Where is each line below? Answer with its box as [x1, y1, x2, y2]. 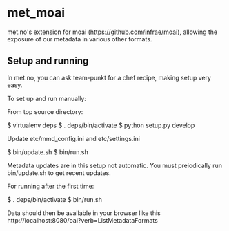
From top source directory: [7, 107, 83, 115]
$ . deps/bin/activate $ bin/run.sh [7, 195, 102, 203]
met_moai [7, 5, 66, 21]
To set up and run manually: [7, 94, 86, 102]
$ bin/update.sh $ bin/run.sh [7, 147, 88, 156]
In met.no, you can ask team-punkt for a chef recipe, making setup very [7, 73, 212, 82]
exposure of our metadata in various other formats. [7, 35, 152, 43]
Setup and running [7, 55, 89, 67]
